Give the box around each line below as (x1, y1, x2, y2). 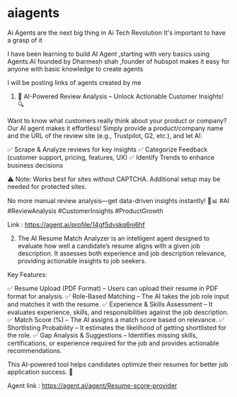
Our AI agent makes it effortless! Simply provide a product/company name (7, 124, 224, 132)
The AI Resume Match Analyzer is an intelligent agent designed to (17, 234, 210, 242)
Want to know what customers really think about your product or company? (7, 116, 228, 125)
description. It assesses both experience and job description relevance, (17, 249, 226, 258)
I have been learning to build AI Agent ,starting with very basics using (7, 50, 210, 58)
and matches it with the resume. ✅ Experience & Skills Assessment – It (7, 299, 213, 309)
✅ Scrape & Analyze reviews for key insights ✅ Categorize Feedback (7, 145, 208, 154)
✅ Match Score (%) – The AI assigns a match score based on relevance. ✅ (7, 315, 225, 323)
